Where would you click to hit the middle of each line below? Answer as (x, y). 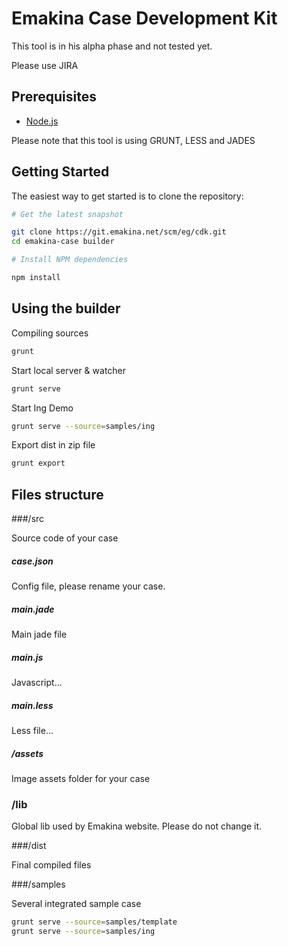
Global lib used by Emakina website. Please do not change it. (137, 826)
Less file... (32, 730)
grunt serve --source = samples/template (94, 922)
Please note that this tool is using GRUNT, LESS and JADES (133, 140)
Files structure (57, 494)
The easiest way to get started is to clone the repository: (127, 196)
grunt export (38, 463)
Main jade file (39, 634)
